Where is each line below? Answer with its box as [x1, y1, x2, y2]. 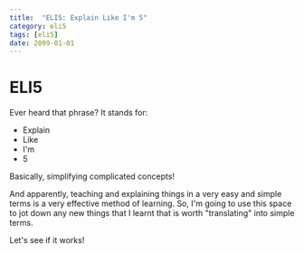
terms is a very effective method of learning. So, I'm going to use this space [9, 198, 292, 209]
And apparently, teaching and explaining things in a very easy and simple [9, 189, 282, 200]
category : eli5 [9, 22, 67, 31]
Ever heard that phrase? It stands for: [9, 108, 148, 118]
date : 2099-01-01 [9, 38, 75, 48]
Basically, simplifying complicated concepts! [9, 171, 175, 182]
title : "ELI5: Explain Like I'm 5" [9, 13, 147, 23]
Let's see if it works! [9, 235, 85, 246]
